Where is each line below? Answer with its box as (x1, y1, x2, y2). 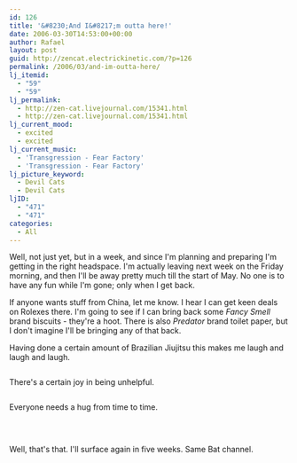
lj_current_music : (9, 145, 77, 153)
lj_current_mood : (9, 121, 74, 129)
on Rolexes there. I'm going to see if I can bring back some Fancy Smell (9, 307, 270, 318)
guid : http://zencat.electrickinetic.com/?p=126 (9, 54, 192, 63)
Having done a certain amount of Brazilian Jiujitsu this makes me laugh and (9, 342, 284, 353)
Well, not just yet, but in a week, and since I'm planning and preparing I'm (9, 252, 277, 263)
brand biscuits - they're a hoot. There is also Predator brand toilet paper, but (9, 316, 288, 326)
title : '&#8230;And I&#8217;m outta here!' (9, 21, 173, 30)
